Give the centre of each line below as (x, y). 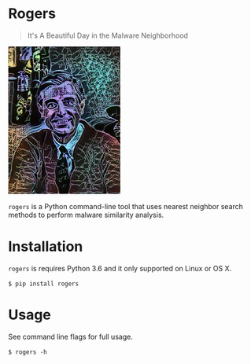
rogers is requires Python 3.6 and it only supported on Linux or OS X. (120, 268)
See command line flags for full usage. (71, 336)
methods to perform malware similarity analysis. (86, 215)
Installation (46, 246)
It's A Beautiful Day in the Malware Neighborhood (108, 35)
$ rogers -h (28, 352)
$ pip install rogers (44, 284)
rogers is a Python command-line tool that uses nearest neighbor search (126, 206)
